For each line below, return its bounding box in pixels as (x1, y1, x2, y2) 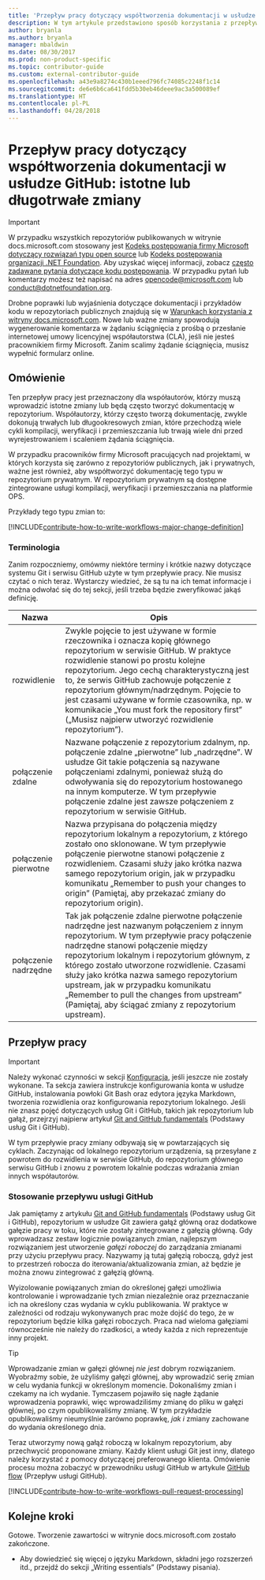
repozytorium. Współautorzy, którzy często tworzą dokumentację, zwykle (8, 409, 248, 418)
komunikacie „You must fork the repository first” (65, 704, 243, 715)
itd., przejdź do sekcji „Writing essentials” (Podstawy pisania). (19, 1562, 221, 1571)
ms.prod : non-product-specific (8, 56, 111, 64)
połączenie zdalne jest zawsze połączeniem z (65, 796, 234, 807)
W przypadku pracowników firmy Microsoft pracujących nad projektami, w (8, 449, 251, 459)
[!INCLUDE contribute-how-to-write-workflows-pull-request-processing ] (8, 1487, 244, 1496)
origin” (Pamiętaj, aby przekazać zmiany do (65, 888, 226, 899)
